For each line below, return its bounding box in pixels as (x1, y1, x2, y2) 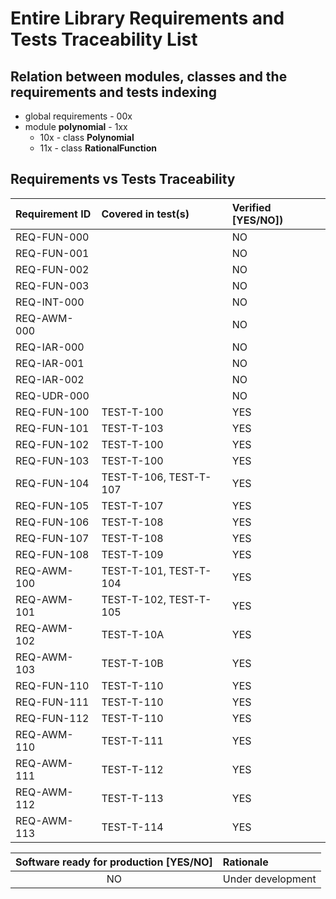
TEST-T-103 (101, 421, 164, 435)
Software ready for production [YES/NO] (15, 855, 213, 869)
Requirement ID (15, 207, 92, 221)
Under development (222, 872, 317, 886)
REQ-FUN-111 (15, 695, 90, 709)
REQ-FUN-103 (15, 453, 90, 467)
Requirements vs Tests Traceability (10, 171, 236, 188)
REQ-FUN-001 (15, 246, 90, 260)
